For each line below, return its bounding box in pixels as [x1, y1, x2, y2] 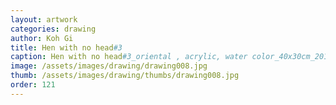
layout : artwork [10, 14, 78, 25]
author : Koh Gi [10, 33, 74, 43]
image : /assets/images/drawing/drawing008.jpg [10, 61, 208, 71]
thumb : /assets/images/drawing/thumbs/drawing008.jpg [10, 71, 240, 81]
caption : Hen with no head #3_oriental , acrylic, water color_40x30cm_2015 [10, 52, 333, 62]
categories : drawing [10, 24, 97, 34]
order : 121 [10, 80, 56, 90]
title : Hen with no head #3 [10, 42, 123, 53]
